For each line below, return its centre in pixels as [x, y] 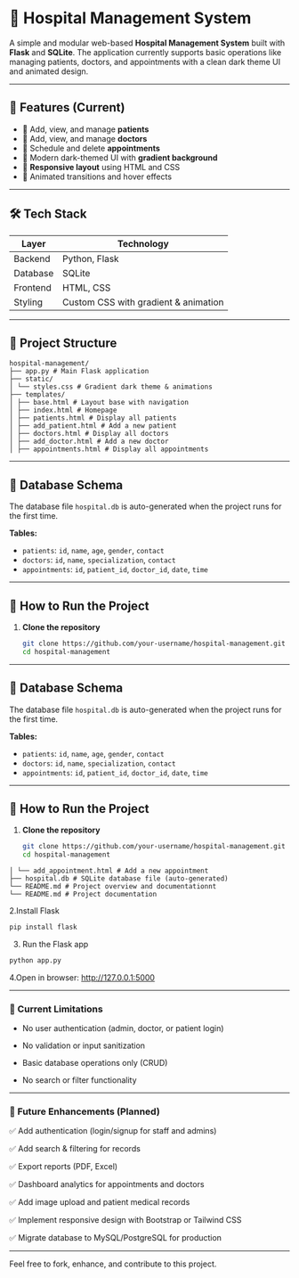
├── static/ [31, 379]
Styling [28, 302]
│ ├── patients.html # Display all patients [93, 418]
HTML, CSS [86, 287]
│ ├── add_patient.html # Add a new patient [93, 426]
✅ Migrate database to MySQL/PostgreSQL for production [116, 1238]
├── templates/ [37, 395]
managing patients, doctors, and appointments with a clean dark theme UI [145, 61]
